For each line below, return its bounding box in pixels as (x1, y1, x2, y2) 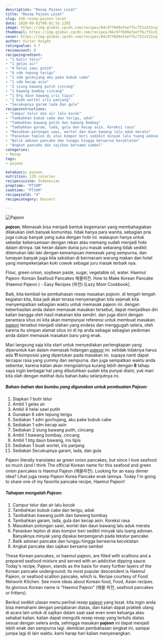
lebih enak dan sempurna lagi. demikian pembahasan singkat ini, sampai (5, 625, 150, 631)
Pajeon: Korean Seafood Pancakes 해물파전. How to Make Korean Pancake (5, 275, 154, 281)
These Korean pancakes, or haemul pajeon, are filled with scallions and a (5, 553, 151, 559)
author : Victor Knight (5, 39, 51, 44)
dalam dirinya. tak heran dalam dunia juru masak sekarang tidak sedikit (5, 244, 147, 250)
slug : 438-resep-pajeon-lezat (5, 16, 67, 21)
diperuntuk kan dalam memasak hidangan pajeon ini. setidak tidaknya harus (5, 347, 157, 353)
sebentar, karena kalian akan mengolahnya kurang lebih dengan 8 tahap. (5, 362, 150, 368)
